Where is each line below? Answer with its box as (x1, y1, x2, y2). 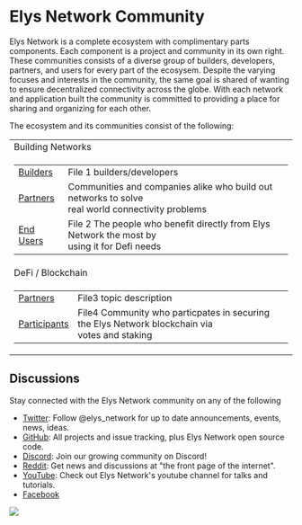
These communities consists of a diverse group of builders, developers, (9, 55, 276, 66)
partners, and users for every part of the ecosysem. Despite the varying (9, 65, 276, 76)
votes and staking (77, 328, 153, 341)
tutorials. (22, 479, 56, 490)
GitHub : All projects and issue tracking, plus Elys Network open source (22, 432, 285, 442)
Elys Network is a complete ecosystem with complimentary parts (9, 36, 250, 47)
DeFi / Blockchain (13, 266, 88, 279)
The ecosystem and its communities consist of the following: (9, 120, 235, 131)
